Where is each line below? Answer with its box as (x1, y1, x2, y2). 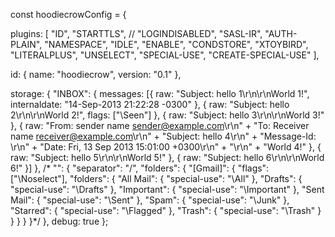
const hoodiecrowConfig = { (10, 9, 127, 20)
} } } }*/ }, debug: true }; (10, 215, 109, 227)
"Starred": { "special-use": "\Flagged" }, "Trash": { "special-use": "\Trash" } (10, 205, 322, 216)
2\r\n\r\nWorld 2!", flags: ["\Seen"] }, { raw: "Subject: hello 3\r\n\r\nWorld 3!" (10, 109, 325, 121)
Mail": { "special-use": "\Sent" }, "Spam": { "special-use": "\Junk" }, (10, 194, 290, 206)
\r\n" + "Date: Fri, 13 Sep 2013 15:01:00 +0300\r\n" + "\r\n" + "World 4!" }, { (10, 141, 322, 153)
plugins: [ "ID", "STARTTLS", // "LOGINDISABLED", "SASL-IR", (10, 28, 263, 39)
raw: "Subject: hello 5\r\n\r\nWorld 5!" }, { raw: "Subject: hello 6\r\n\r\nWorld (10, 152, 325, 163)
